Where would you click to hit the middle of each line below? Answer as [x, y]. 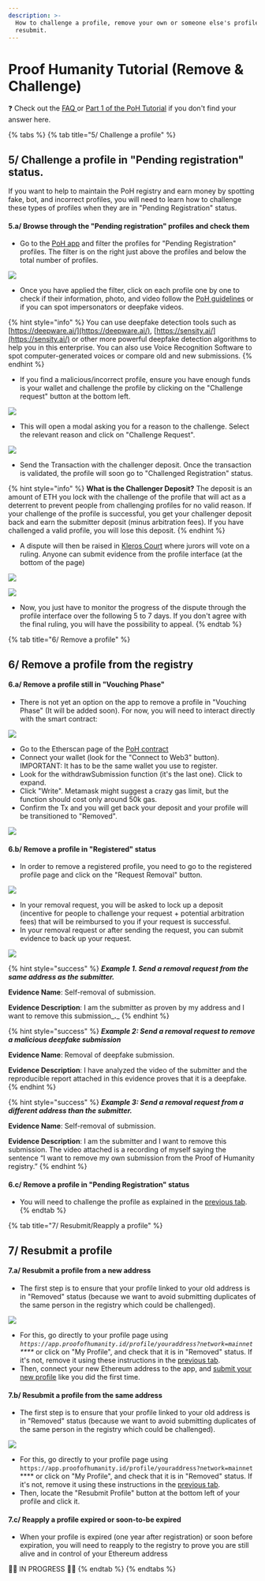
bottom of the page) [52, 563]
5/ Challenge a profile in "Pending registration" [126, 160]
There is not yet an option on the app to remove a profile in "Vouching [133, 702]
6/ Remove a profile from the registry [101, 664]
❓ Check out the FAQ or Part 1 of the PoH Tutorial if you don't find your [122, 108]
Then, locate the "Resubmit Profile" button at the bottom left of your [130, 1493]
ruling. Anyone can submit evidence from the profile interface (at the [131, 554]
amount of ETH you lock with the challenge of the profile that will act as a [127, 497]
